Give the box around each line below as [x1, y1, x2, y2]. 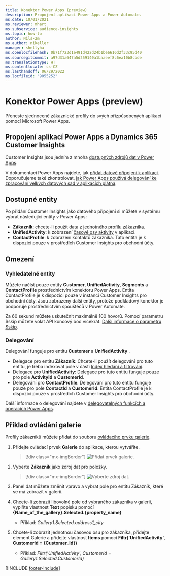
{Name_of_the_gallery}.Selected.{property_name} [12, 510, 122, 516]
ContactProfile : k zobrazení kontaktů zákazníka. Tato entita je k [12, 235, 146, 241]
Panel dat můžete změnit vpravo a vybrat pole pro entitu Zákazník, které [12, 483, 163, 489]
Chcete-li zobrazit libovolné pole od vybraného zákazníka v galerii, [12, 499, 152, 505]
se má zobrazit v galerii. [12, 489, 63, 495]
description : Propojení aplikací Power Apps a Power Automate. [5, 12, 142, 17]
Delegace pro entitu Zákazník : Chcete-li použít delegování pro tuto [12, 358, 153, 364]
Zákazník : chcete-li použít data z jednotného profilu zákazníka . [12, 224, 146, 230]
